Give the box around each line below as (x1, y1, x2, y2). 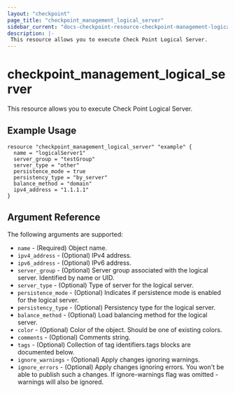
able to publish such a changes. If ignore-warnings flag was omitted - (17, 370, 219, 378)
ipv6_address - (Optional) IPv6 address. (17, 258, 131, 267)
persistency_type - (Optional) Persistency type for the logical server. (17, 303, 215, 312)
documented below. (17, 347, 75, 356)
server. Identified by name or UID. (17, 273, 115, 282)
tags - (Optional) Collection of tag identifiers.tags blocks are (17, 340, 191, 349)
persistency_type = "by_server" (13, 174, 108, 181)
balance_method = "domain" (13, 180, 92, 187)
